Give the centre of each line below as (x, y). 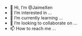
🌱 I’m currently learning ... (36, 18)
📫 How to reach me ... (33, 28)
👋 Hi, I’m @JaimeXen (31, 8)
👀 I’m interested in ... (31, 13)
